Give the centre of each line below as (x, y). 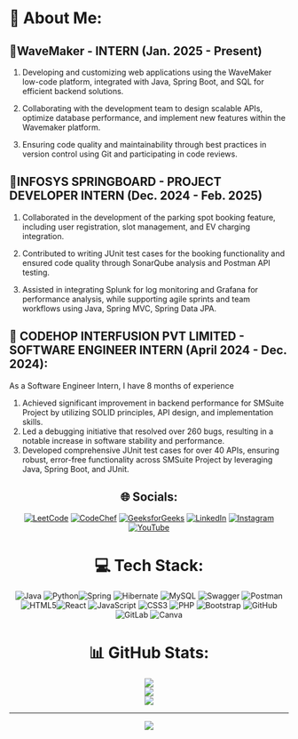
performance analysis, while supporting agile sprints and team (136, 299)
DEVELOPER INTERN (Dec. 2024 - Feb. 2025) (136, 196)
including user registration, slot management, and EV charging (136, 227)
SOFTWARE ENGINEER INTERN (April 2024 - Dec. (148, 350)
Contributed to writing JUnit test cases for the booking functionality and (153, 253)
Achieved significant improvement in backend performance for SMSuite (153, 403)
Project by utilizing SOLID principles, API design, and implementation (148, 412)
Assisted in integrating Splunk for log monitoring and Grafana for (140, 289)
